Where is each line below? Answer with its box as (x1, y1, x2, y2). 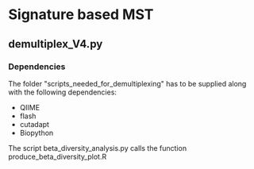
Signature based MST (8, 6, 154, 24)
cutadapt (19, 119, 50, 129)
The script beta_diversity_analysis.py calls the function (8, 143, 187, 152)
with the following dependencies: (8, 87, 117, 97)
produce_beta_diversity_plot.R (8, 152, 107, 161)
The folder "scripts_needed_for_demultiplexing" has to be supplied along (8, 79, 247, 88)
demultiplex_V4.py (8, 37, 103, 51)
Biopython (19, 128, 54, 137)
